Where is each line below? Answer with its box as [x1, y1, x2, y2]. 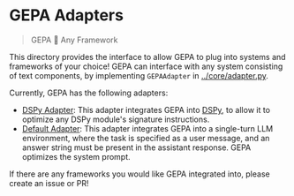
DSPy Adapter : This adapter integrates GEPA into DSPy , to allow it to [21, 104, 271, 115]
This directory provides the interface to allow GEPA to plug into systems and [9, 51, 286, 62]
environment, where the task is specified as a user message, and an [21, 132, 270, 143]
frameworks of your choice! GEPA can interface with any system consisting [9, 61, 283, 72]
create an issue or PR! [9, 177, 89, 188]
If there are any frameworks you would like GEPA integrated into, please [9, 169, 271, 179]
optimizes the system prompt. [21, 151, 131, 162]
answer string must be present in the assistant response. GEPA [21, 142, 252, 153]
